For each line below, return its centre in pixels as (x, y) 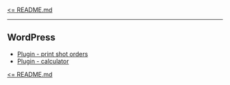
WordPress (31, 38)
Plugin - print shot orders (52, 54)
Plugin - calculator (43, 61)
